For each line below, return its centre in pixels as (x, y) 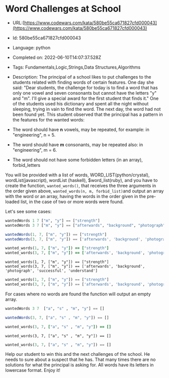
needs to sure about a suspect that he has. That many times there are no (80, 360)
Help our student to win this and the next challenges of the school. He (77, 354)
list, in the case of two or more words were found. (72, 202)
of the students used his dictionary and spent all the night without (80, 103)
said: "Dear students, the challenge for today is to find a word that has (85, 87)
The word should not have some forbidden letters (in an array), (78, 160)
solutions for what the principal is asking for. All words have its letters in (79, 365)
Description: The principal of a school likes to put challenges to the (82, 77)
